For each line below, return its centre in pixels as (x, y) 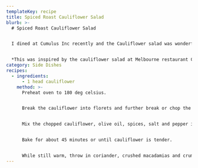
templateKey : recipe (32, 11)
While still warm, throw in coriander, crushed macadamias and (101, 156)
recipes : (17, 71)
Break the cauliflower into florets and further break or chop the (106, 108)
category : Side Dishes (34, 65)
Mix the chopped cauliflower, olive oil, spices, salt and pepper (105, 124)
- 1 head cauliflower (48, 81)
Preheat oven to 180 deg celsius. (64, 93)
